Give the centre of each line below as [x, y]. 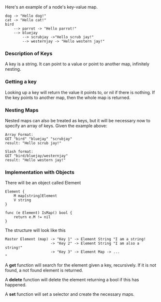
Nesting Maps [22, 110]
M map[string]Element [35, 196]
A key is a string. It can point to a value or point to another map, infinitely [77, 64]
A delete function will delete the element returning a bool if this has [72, 280]
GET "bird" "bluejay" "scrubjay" [39, 139]
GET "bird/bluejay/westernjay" [37, 156]
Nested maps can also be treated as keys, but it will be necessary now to [78, 120]
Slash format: [19, 151]
